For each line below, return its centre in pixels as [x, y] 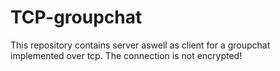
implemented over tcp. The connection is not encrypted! [126, 55]
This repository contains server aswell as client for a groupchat [140, 45]
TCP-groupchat [76, 17]
